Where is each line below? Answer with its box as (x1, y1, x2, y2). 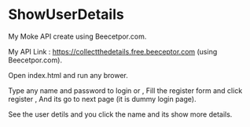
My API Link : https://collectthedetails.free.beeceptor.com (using (8, 47, 218, 56)
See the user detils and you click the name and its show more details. (8, 109, 233, 119)
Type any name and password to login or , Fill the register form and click (8, 85, 243, 95)
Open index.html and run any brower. (8, 70, 128, 80)
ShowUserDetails (8, 6, 124, 24)
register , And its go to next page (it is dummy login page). (8, 94, 197, 103)
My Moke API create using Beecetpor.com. (8, 32, 147, 41)
